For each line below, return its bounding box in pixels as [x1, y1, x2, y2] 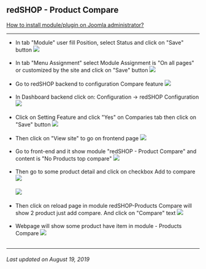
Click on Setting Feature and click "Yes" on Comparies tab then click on [15, 113, 197, 121]
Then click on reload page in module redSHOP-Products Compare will [15, 202, 192, 209]
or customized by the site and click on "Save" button [15, 66, 148, 74]
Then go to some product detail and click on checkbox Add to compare [15, 168, 196, 175]
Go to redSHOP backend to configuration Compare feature [15, 80, 164, 88]
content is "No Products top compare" [15, 154, 112, 162]
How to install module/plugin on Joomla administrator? [6, 21, 144, 28]
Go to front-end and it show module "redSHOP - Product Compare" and [15, 147, 197, 155]
